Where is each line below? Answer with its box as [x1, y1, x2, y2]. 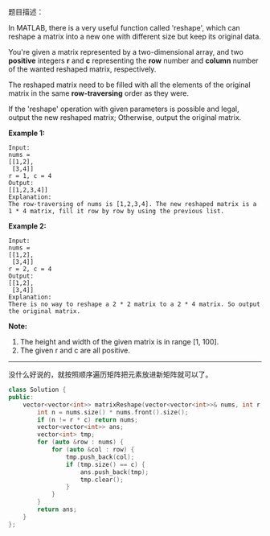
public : [8, 393, 35, 401]
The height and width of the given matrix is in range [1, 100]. [19, 337, 219, 346]
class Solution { [8, 386, 67, 394]
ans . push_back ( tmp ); [80, 468, 149, 476]
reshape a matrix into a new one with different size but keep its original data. [8, 31, 261, 41]
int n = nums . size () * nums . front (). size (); [37, 408, 189, 416]
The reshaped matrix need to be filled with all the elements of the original [8, 80, 251, 89]
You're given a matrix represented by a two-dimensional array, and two [8, 47, 243, 56]
